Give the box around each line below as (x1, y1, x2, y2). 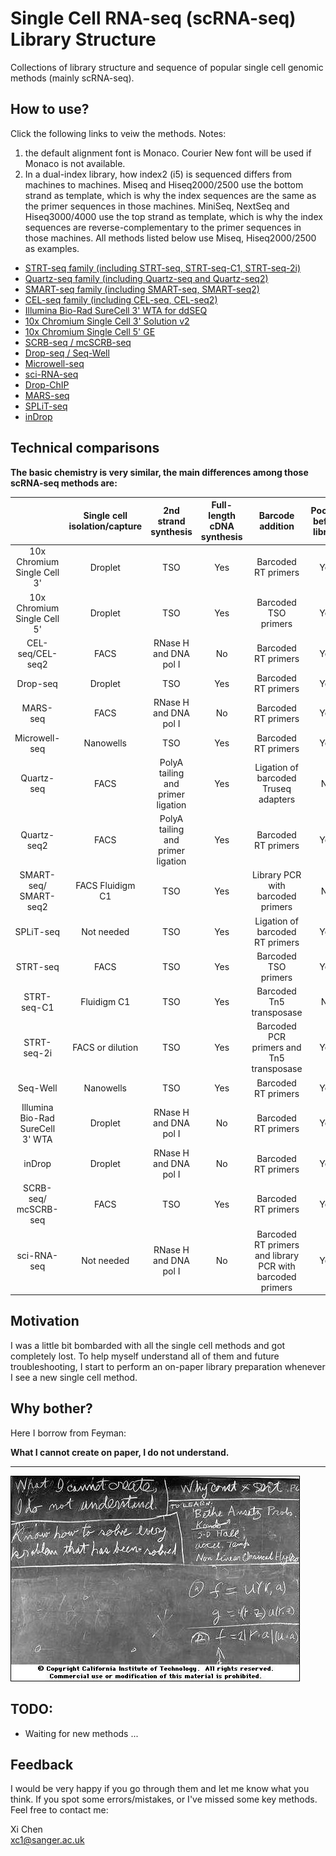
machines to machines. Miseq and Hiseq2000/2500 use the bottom (24, 178, 304, 191)
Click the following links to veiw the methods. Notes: (10, 127, 227, 139)
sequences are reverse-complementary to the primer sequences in (24, 221, 302, 233)
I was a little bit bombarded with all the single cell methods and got (10, 1339, 286, 1351)
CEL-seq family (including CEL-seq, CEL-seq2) (24, 293, 218, 306)
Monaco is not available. (24, 157, 126, 169)
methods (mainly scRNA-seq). (10, 72, 135, 84)
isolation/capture (68, 520, 143, 532)
